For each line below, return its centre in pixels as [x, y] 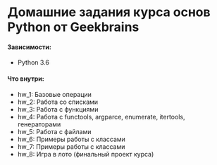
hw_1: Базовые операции [54, 94]
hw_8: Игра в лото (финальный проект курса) [86, 154]
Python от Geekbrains [73, 27]
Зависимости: [29, 47]
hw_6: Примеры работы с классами [71, 139]
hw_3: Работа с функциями [58, 109]
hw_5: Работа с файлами [54, 131]
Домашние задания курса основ [109, 12]
